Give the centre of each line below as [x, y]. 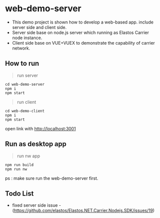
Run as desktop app [36, 144]
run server [27, 75]
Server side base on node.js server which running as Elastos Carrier [80, 32]
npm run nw [16, 169]
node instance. [27, 38]
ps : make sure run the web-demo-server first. [52, 178]
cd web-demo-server [25, 84]
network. [21, 48]
